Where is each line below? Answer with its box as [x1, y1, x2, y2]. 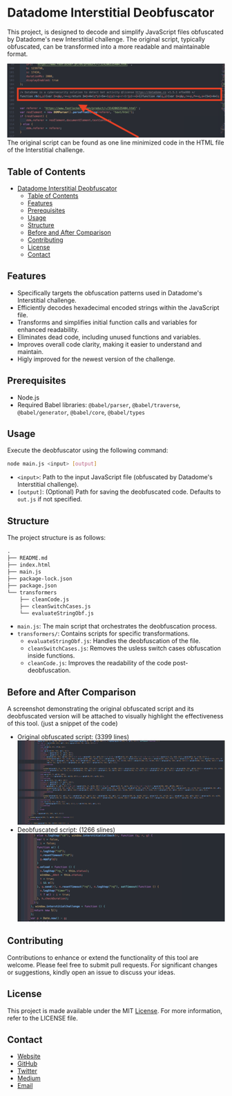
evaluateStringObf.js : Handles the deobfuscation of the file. [27, 637, 201, 645]
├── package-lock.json [7, 575, 72, 582]
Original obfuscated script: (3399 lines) [17, 732, 130, 741]
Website [17, 1052, 41, 1061]
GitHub [17, 1059, 38, 1068]
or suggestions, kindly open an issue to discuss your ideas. [7, 968, 176, 976]
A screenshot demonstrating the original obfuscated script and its [7, 704, 195, 713]
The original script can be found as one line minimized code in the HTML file [7, 138, 224, 147]
